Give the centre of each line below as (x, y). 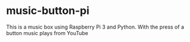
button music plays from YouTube (47, 33)
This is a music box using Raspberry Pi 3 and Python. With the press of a (95, 27)
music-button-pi (48, 11)
